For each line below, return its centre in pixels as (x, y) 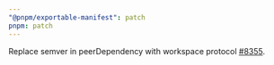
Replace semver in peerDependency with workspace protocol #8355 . (137, 51)
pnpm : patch (31, 26)
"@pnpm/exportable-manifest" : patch (77, 17)
